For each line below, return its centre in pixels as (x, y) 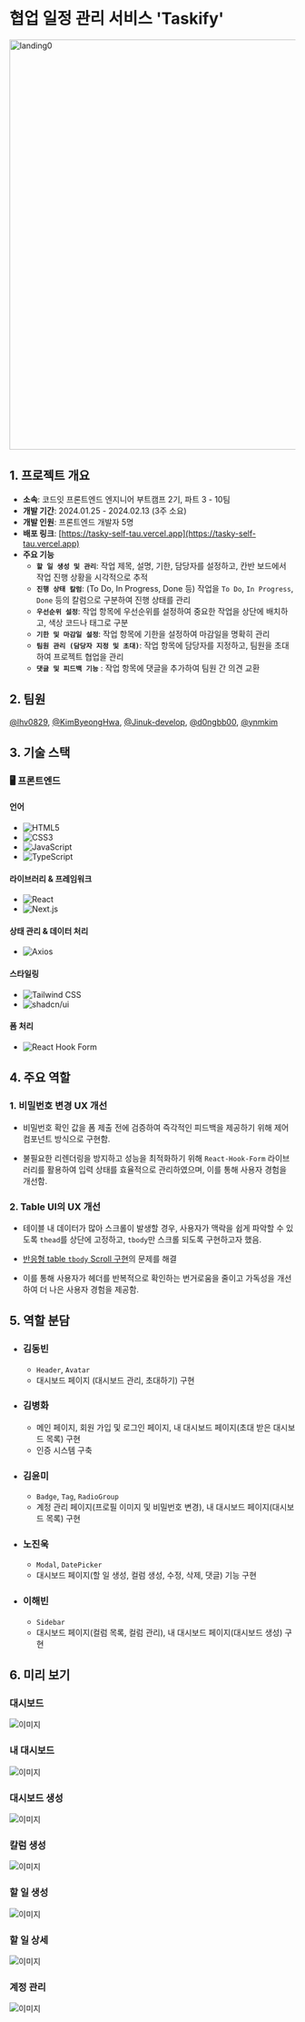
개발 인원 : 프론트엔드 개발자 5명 (78, 522)
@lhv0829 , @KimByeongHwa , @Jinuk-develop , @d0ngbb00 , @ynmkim (144, 722)
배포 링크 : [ (42, 533)
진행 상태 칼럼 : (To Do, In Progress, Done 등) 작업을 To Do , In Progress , (165, 588)
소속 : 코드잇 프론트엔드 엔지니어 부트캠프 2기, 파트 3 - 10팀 (126, 499)
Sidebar (50, 1622)
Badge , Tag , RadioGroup (78, 1497)
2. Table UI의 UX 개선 (55, 1207)
